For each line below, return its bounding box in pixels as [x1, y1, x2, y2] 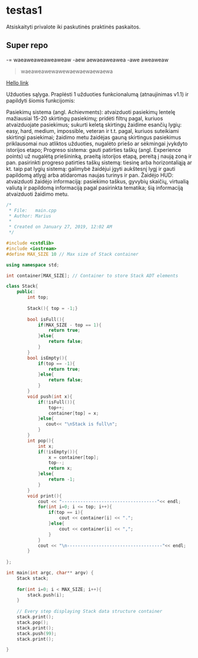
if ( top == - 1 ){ [37, 360, 76, 367]
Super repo [6, 40, 48, 50]
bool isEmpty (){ [27, 355, 67, 361]
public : [17, 289, 35, 295]
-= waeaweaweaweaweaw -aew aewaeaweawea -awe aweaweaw [6, 56, 169, 63]
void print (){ [27, 493, 62, 499]
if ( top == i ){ [48, 510, 83, 516]
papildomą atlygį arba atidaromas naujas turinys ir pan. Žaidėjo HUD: [6, 171, 174, 179]
